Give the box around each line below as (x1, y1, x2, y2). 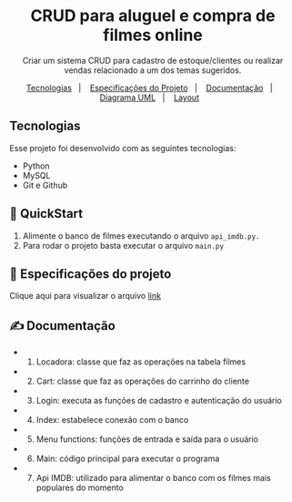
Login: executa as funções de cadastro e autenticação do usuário (35, 395, 282, 406)
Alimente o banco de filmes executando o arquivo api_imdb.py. (22, 230, 260, 241)
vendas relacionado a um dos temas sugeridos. (64, 65, 242, 76)
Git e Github (22, 179, 68, 190)
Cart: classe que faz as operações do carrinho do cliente (35, 375, 250, 387)
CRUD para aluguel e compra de (30, 5, 276, 26)
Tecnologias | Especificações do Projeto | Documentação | (25, 82, 273, 93)
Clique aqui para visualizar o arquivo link (9, 291, 162, 302)
